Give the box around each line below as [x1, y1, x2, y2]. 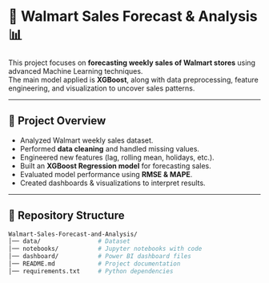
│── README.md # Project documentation [8, 260, 181, 268]
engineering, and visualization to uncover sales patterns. [8, 83, 195, 93]
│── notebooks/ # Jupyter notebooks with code [8, 245, 203, 253]
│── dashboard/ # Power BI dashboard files [8, 253, 192, 261]
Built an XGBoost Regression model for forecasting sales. [19, 160, 212, 171]
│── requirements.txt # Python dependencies [8, 267, 174, 275]
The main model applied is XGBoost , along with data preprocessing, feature [8, 75, 259, 84]
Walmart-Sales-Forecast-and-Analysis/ [8, 230, 138, 238]
